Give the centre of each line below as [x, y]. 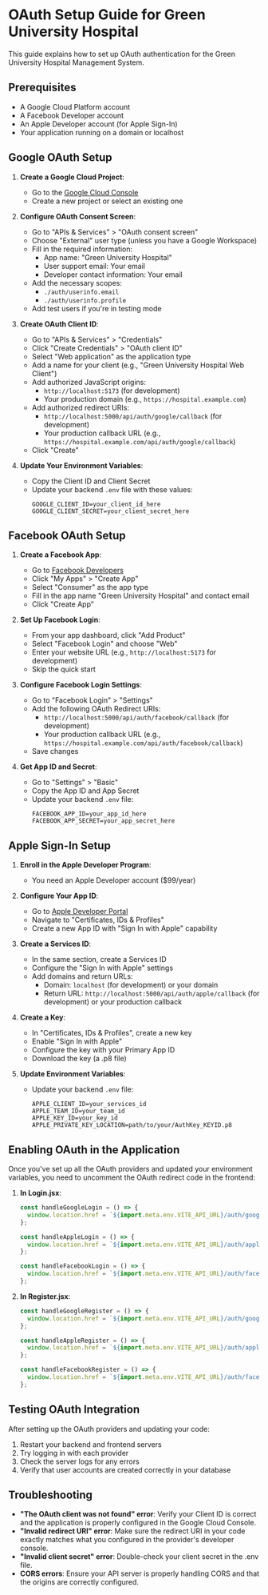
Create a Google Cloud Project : [72, 177]
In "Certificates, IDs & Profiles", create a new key [112, 1033]
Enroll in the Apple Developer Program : [85, 865]
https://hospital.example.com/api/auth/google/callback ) [140, 441]
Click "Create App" [63, 604]
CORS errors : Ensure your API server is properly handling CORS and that [140, 1573]
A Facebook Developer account [72, 115]
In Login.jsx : [41, 1193]
